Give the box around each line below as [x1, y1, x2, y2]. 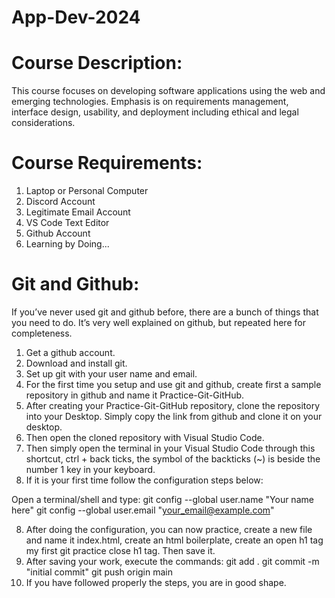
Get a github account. [25, 347, 116, 358]
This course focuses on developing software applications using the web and [11, 85, 326, 97]
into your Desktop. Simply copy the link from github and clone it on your [25, 411, 323, 422]
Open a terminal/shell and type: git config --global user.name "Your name [11, 494, 314, 505]
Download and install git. [25, 357, 128, 369]
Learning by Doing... [25, 238, 110, 250]
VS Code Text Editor [25, 217, 110, 229]
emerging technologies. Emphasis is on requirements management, [11, 96, 289, 108]
